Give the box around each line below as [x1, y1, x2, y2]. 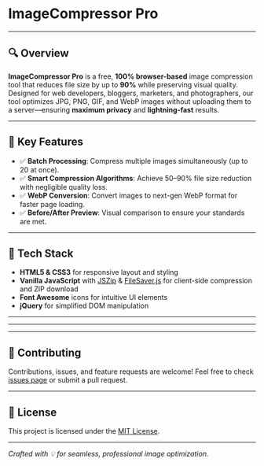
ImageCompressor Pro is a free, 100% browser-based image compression [8, 72, 253, 81]
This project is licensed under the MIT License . [8, 427, 160, 435]
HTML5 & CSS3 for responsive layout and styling [19, 268, 178, 277]
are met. [19, 216, 47, 226]
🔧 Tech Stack [8, 246, 74, 260]
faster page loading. [19, 199, 85, 209]
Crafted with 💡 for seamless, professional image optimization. [8, 449, 209, 458]
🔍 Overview [8, 46, 69, 60]
